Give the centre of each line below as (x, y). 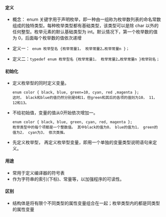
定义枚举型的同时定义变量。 (41, 83)
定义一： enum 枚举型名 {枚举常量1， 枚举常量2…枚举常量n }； (71, 48)
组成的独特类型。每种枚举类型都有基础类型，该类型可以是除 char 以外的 (85, 26)
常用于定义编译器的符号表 (38, 173)
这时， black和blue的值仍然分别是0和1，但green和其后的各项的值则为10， (80, 98)
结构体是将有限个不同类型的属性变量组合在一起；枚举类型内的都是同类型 (86, 203)
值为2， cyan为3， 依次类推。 (40, 133)
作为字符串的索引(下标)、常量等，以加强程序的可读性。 (68, 179)
